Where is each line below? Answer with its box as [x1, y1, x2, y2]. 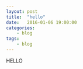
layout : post [6, 8, 38, 15]
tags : [6, 36, 19, 42]
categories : [6, 25, 35, 31]
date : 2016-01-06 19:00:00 [6, 19, 77, 25]
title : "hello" [6, 14, 46, 20]
